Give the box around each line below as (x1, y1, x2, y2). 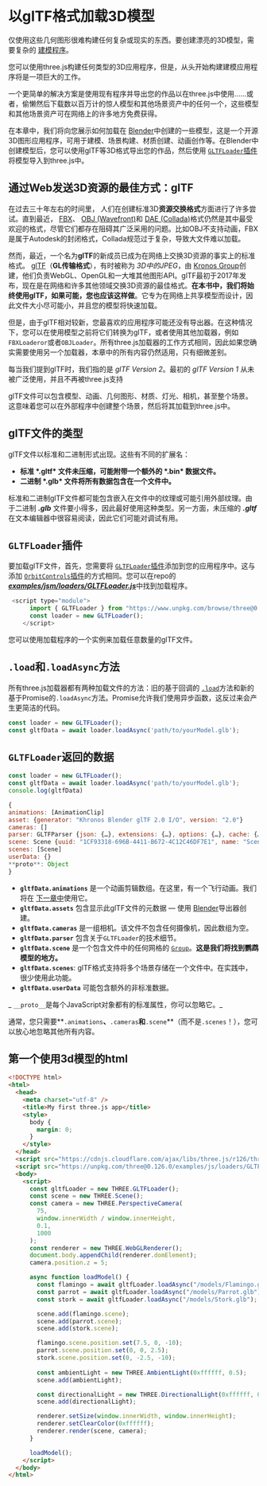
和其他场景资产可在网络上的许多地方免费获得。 (8, 108, 161, 118)
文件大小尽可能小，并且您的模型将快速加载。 (14, 300, 161, 310)
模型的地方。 (19, 953, 62, 963)
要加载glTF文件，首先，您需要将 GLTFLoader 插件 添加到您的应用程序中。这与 (8, 561, 256, 570)
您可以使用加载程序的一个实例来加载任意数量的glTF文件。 (8, 634, 197, 644)
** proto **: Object (8, 860, 69, 868)
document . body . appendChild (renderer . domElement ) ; (29, 1252, 197, 1260)
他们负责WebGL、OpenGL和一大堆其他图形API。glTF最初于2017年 (21, 270, 240, 280)
